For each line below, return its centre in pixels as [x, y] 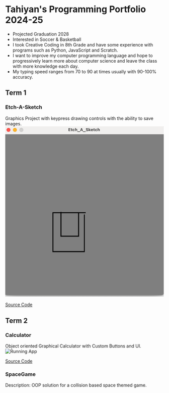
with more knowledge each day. [46, 66]
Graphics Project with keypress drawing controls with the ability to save [79, 118]
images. [13, 124]
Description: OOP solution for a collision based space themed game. [76, 385]
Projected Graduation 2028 [41, 34]
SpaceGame [21, 374]
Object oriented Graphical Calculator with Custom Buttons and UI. [73, 346]
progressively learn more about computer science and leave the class [85, 61]
